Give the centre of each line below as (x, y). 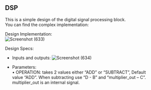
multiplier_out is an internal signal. (46, 82)
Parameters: (24, 67)
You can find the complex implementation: (47, 25)
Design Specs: (19, 48)
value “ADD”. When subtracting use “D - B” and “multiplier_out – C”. (79, 77)
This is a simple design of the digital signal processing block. (66, 19)
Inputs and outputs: (31, 58)
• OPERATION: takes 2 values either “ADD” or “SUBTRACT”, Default (79, 72)
